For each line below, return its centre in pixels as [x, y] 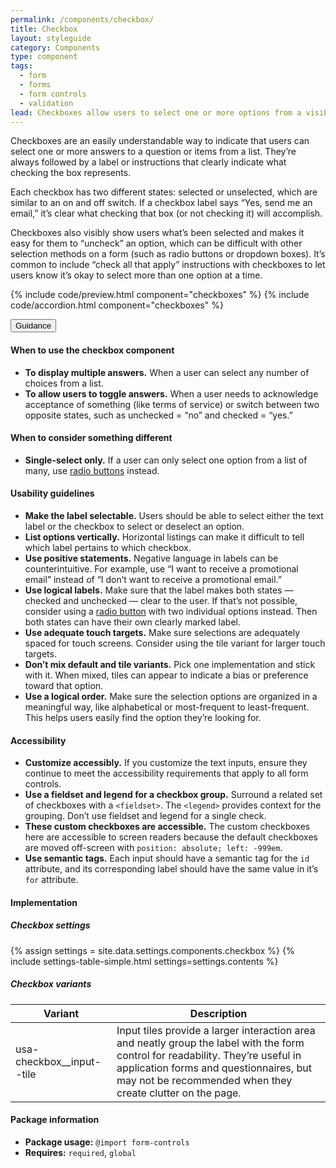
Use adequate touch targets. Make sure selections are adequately [162, 632]
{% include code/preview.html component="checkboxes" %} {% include [160, 295]
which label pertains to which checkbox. [108, 547]
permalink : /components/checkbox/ [82, 19]
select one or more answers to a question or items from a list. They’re [153, 152]
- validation [46, 103]
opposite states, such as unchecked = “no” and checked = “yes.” [158, 415]
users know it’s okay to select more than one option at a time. [136, 275]
